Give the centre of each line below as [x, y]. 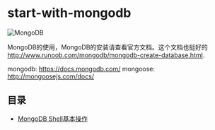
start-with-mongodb [69, 13]
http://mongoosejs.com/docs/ [51, 76]
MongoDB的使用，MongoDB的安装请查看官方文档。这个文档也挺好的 [108, 47]
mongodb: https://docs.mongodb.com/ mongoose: [81, 69]
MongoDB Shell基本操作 [53, 119]
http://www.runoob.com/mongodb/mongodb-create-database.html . [106, 55]
